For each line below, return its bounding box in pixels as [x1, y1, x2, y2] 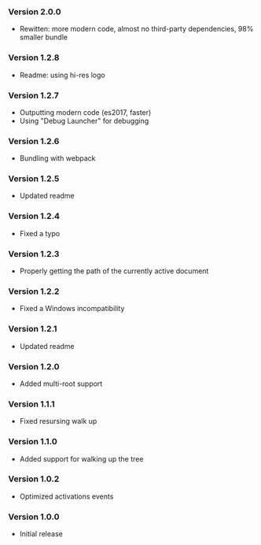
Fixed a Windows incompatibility [19, 304, 125, 313]
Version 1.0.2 [8, 473, 60, 484]
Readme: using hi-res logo [19, 70, 105, 80]
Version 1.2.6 [8, 135, 60, 146]
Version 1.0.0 [8, 511, 60, 522]
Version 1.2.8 [8, 52, 60, 63]
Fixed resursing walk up [19, 417, 97, 426]
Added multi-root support [19, 379, 103, 388]
